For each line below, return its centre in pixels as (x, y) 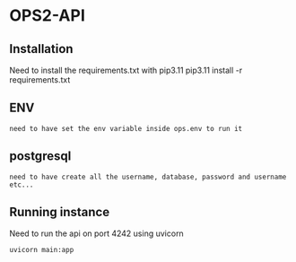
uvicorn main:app (42, 250)
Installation (41, 49)
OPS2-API (47, 16)
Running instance (60, 212)
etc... (22, 185)
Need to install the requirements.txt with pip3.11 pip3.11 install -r (126, 70)
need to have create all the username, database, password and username (148, 177)
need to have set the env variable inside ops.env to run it (126, 128)
